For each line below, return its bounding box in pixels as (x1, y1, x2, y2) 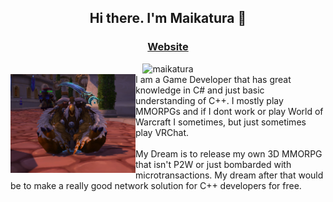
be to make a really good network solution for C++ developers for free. (10, 179, 302, 191)
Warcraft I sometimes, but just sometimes (135, 116, 307, 128)
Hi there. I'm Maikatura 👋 (89, 10, 247, 27)
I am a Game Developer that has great (135, 73, 292, 85)
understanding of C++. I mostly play (135, 94, 284, 106)
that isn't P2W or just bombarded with (135, 158, 292, 170)
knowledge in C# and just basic (135, 84, 265, 96)
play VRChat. (135, 126, 190, 138)
